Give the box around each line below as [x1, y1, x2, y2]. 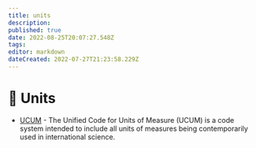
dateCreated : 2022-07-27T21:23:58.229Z [8, 56, 139, 64]
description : [8, 19, 51, 27]
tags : [8, 41, 26, 49]
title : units [8, 11, 51, 20]
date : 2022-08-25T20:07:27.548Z [8, 33, 114, 42]
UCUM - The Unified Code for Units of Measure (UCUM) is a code [19, 115, 235, 124]
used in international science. [19, 131, 116, 142]
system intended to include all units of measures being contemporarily [19, 124, 248, 133]
